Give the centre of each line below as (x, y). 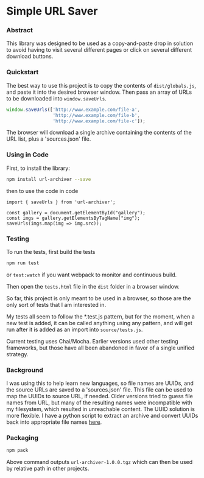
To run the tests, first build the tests (51, 251)
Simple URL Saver (52, 11)
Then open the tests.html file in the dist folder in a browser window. (93, 286)
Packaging (22, 438)
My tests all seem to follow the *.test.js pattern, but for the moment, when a (100, 316)
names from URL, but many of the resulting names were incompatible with (100, 402)
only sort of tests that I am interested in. (56, 304)
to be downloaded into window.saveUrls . (56, 98)
